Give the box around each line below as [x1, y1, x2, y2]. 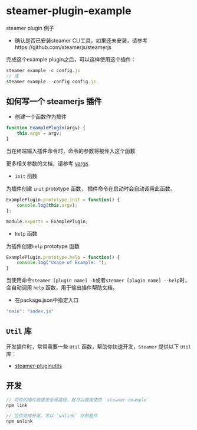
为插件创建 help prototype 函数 [6, 242, 80, 249]
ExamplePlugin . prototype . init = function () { [6, 197, 120, 203]
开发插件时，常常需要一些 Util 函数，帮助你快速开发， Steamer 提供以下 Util [6, 343, 192, 350]
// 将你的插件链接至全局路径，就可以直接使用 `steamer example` [6, 397, 150, 403]
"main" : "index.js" [6, 308, 54, 314]
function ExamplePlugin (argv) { [6, 125, 86, 131]
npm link [6, 402, 28, 408]
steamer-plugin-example [6, 4, 132, 18]
